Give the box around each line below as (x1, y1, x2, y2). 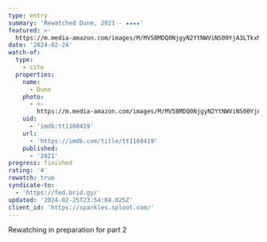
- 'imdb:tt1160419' (29, 122, 94, 130)
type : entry (8, 11, 48, 20)
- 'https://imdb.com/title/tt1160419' (29, 136, 158, 145)
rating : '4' (8, 167, 48, 175)
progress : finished (8, 159, 73, 167)
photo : (22, 93, 44, 101)
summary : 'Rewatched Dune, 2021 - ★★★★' (8, 19, 145, 27)
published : (22, 144, 59, 152)
